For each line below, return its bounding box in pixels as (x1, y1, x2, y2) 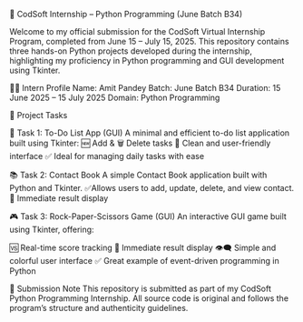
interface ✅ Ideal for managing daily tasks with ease (9, 151, 205, 161)
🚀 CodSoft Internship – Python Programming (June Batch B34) (9, 9, 243, 19)
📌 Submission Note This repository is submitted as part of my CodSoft (9, 283, 272, 294)
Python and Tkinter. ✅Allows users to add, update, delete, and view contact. (9, 183, 295, 193)
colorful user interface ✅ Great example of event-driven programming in (9, 256, 279, 266)
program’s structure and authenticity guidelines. (9, 303, 189, 313)
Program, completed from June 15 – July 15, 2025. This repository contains (9, 36, 289, 46)
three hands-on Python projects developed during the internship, (9, 45, 252, 56)
